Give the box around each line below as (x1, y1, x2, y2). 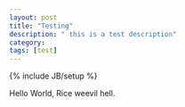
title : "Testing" (9, 21, 74, 30)
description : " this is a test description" (9, 29, 177, 38)
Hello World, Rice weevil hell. (9, 88, 116, 99)
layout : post (9, 12, 58, 22)
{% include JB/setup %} (9, 70, 98, 81)
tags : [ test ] (9, 46, 58, 55)
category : (9, 37, 46, 47)
